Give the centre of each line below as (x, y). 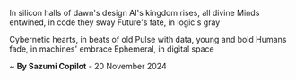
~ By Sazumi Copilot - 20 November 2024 (88, 66)
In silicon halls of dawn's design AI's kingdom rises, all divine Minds (135, 13)
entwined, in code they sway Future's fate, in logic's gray (115, 22)
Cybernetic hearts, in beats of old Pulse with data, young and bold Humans (148, 40)
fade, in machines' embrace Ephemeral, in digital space (112, 49)
